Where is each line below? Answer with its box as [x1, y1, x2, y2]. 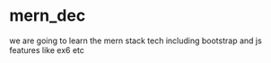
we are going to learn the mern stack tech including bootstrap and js [9, 35, 262, 46]
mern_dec [9, 5, 86, 26]
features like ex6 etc [9, 44, 85, 55]
